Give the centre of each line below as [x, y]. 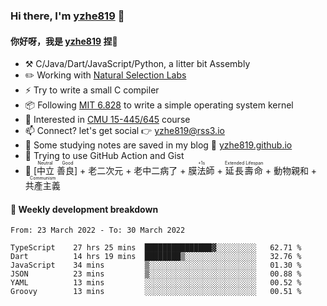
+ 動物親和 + [291, 171]
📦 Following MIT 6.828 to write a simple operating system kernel [159, 105]
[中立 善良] [55, 171]
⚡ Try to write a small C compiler [92, 90]
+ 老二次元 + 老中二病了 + [133, 171]
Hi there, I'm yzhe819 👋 [67, 16]
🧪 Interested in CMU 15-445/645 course [107, 120]
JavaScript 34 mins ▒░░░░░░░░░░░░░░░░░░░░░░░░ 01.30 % [156, 265]
